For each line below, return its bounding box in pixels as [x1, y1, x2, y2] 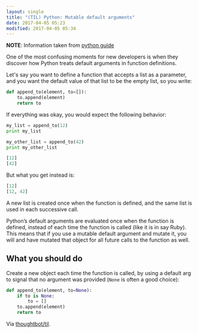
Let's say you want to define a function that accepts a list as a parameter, [6, 71, 187, 78]
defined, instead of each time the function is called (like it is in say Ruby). [6, 223, 187, 230]
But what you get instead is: [6, 171, 75, 179]
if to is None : [17, 293, 55, 299]
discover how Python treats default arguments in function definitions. [6, 60, 177, 67]
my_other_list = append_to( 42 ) [6, 138, 84, 145]
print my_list [6, 128, 42, 134]
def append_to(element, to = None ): [6, 287, 93, 293]
